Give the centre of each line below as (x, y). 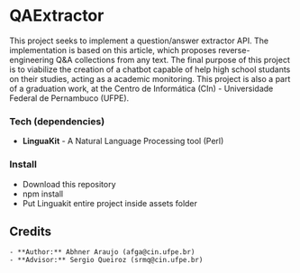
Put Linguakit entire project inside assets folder (110, 203)
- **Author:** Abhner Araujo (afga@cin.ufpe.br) (102, 252)
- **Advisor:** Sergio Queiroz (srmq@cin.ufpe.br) (106, 260)
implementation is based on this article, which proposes (113, 50)
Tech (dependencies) (57, 121)
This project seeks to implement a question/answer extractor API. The (139, 41)
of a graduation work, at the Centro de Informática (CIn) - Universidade (141, 88)
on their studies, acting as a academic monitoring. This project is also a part (150, 78)
